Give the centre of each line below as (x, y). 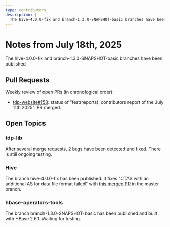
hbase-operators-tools (34, 203)
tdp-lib (14, 138)
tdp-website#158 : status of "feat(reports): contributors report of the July (88, 102)
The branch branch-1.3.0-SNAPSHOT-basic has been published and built (81, 213)
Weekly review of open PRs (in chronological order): (59, 92)
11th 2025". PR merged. (37, 108)
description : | (21, 15)
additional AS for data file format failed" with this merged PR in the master (82, 184)
